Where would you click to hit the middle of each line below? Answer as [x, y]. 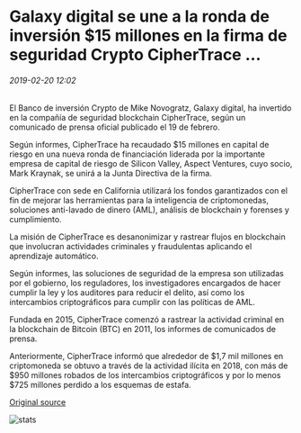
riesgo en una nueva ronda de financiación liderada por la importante [137, 154]
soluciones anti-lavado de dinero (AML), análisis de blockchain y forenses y [150, 210]
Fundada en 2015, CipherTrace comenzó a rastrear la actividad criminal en [147, 320]
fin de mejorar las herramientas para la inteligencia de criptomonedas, [139, 201]
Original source [38, 402]
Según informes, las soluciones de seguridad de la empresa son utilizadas [147, 274]
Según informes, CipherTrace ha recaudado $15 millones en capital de [139, 145]
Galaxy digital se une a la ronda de [139, 17]
